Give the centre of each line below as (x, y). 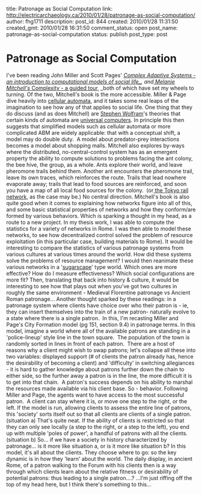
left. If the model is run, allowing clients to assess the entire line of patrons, (99, 407)
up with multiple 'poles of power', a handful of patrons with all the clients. (97, 433)
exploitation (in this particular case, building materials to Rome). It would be (99, 241)
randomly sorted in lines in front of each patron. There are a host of (90, 344)
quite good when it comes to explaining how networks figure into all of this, (99, 203)
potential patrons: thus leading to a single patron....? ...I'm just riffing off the (99, 478)
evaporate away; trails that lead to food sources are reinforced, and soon (96, 184)
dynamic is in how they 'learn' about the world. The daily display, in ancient (99, 458)
